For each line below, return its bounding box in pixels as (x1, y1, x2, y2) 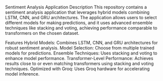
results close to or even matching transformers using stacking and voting (5, 61, 154, 66)
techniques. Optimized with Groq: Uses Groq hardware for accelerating (5, 66, 150, 72)
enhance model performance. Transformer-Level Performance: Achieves (5, 55, 154, 61)
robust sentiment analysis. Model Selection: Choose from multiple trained (5, 45, 155, 51)
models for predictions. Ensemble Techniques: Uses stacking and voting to (5, 50, 158, 56)
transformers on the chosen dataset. (5, 30, 80, 36)
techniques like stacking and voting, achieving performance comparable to (5, 25, 158, 31)
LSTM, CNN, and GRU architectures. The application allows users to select (5, 15, 157, 20)
